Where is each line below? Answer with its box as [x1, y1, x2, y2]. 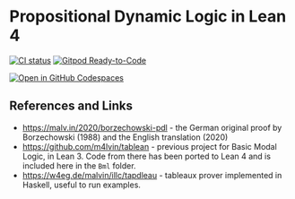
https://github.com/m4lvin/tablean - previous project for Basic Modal [22, 141, 278, 151]
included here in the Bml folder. [22, 160, 136, 171]
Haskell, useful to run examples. [22, 179, 142, 190]
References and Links [9, 99, 133, 114]
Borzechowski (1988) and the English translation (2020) [22, 132, 229, 143]
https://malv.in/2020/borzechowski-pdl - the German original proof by [22, 122, 282, 133]
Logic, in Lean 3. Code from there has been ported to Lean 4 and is [22, 151, 272, 161]
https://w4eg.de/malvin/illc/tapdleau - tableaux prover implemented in [22, 169, 282, 180]
